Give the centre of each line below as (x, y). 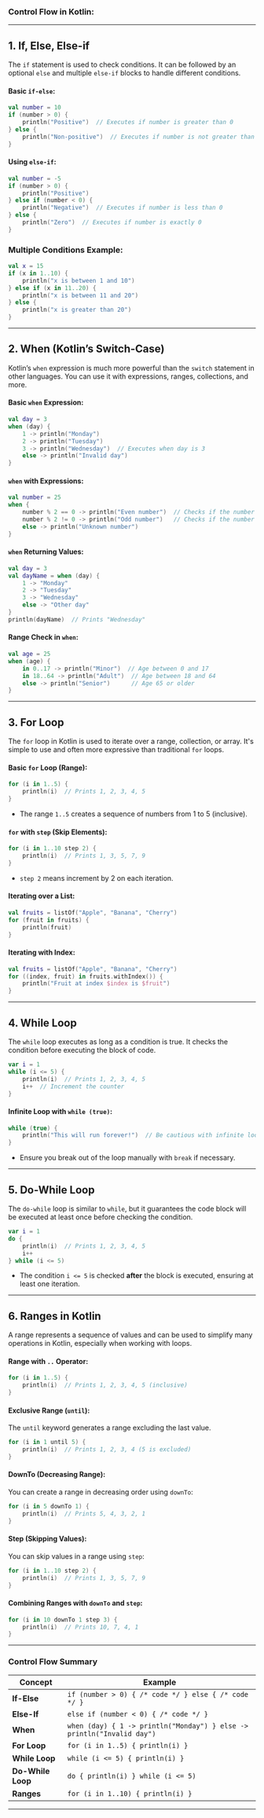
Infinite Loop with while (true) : (60, 1111)
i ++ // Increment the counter (73, 1087)
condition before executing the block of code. (82, 1050)
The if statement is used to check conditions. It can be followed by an (122, 64)
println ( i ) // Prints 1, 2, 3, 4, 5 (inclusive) (105, 1385)
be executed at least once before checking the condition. (101, 1217)
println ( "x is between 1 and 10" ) (79, 280)
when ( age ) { (29, 661)
